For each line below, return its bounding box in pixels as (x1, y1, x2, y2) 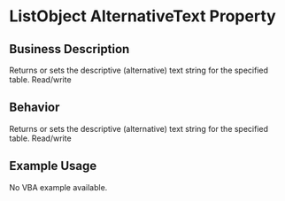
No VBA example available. (9, 182, 108, 192)
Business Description (9, 42, 130, 57)
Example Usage (9, 158, 97, 174)
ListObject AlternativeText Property (9, 6, 276, 27)
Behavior (9, 100, 60, 115)
